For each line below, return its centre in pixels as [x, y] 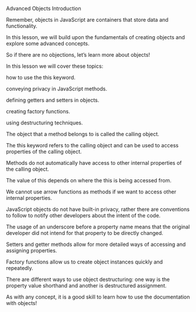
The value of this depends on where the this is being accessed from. [89, 180]
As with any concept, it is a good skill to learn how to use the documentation [98, 297]
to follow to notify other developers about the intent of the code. [83, 215]
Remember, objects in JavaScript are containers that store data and [87, 20]
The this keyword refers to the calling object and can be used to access [92, 145]
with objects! [22, 303]
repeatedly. [20, 268]
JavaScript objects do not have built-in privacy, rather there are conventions [98, 209]
